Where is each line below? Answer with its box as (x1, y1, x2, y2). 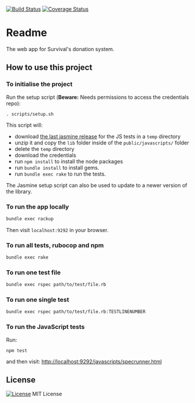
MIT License (32, 391, 62, 398)
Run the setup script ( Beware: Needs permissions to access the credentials (6, 93, 189, 100)
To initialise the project (6, 80, 73, 88)
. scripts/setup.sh (6, 111, 54, 117)
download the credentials (14, 152, 76, 159)
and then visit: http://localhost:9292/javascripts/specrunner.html (6, 358, 162, 365)
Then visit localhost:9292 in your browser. (6, 226, 109, 233)
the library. (6, 188, 32, 195)
